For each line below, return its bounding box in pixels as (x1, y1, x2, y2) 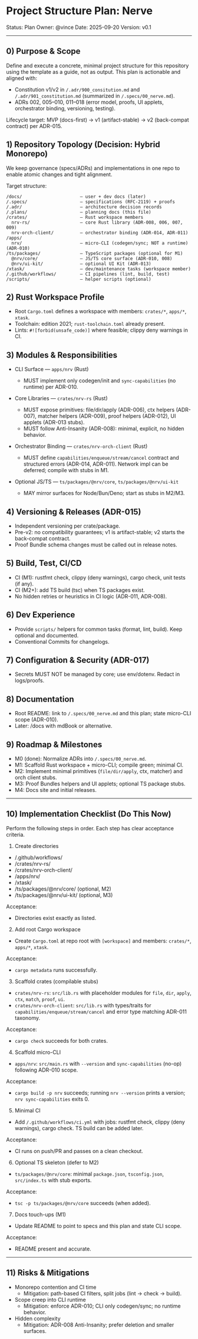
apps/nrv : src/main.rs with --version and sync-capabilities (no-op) (14, 1060, 182, 1067)
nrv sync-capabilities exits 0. (14, 1095, 90, 1102)
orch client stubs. (14, 774, 57, 781)
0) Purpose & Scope (6, 46, 81, 57)
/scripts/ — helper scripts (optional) (6, 276, 151, 282)
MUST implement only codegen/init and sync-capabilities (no (23, 377, 176, 384)
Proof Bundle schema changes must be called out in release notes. (14, 541, 178, 548)
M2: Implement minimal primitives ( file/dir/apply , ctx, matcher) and (14, 768, 183, 775)
